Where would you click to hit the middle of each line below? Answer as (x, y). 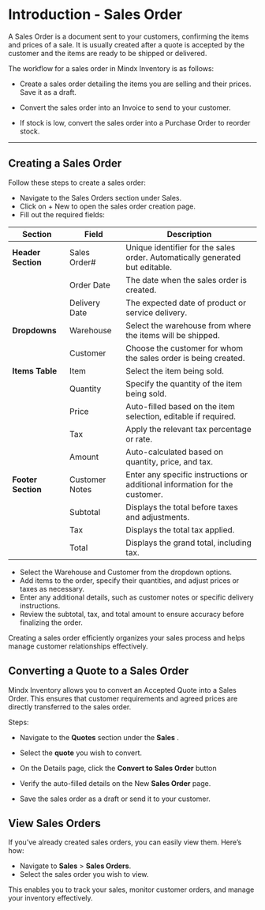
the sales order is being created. (185, 358)
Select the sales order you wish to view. (84, 874)
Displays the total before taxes (182, 507)
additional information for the (179, 484)
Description (189, 234)
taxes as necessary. (52, 588)
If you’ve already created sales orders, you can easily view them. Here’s (125, 842)
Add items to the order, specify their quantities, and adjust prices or (129, 580)
